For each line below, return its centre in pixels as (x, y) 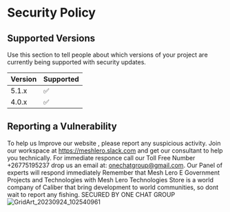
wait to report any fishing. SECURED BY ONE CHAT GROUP (91, 194)
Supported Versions (51, 38)
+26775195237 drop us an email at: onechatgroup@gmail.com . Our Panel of (115, 165)
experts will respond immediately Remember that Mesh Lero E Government (114, 172)
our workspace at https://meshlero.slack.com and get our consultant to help (115, 151)
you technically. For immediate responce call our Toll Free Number (101, 157)
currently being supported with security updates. (77, 62)
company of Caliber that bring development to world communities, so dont (113, 187)
